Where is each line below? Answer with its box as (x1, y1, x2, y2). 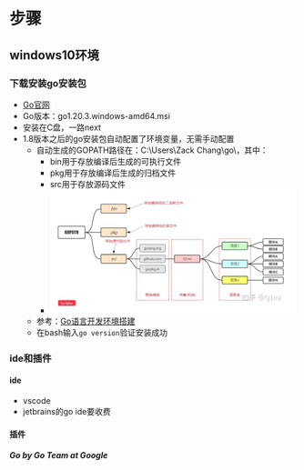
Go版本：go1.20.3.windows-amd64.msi (22, 110, 171, 121)
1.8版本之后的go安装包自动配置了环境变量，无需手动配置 (22, 133, 235, 144)
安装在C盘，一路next (22, 122, 102, 133)
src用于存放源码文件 (49, 178, 126, 189)
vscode (22, 395, 52, 405)
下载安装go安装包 (9, 76, 86, 89)
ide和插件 (9, 352, 52, 365)
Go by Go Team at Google (9, 450, 108, 461)
